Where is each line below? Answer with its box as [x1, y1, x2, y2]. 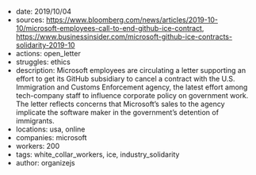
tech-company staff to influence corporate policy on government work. [15, 91, 249, 100]
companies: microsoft [15, 133, 87, 142]
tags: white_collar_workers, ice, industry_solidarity [15, 150, 180, 159]
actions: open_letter [15, 49, 81, 58]
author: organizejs [15, 158, 75, 167]
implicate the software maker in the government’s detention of [15, 108, 220, 117]
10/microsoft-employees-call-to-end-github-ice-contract [15, 24, 202, 32]
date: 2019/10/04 [15, 7, 72, 16]
